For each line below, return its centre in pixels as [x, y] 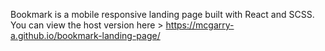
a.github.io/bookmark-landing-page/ [85, 35]
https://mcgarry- [200, 25]
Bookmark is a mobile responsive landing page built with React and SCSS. [162, 14]
